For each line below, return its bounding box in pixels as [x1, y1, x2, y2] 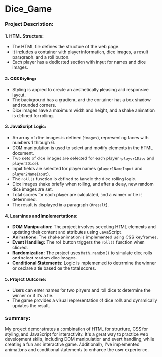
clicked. [12, 244, 28, 250]
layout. [12, 92, 26, 98]
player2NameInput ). [12, 171, 50, 177]
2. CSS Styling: [5, 76, 37, 81]
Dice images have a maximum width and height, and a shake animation [12, 107, 155, 113]
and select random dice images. [12, 255, 77, 260]
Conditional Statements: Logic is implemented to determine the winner [12, 260, 156, 266]
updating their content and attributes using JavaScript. [12, 229, 122, 235]
